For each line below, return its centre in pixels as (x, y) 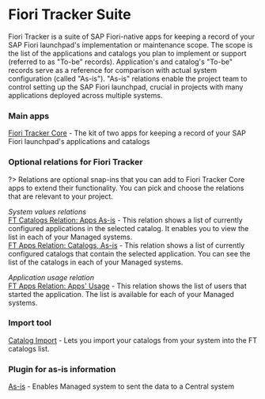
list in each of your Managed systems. (70, 237)
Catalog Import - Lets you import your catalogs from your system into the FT (133, 340)
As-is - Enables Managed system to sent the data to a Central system (121, 386)
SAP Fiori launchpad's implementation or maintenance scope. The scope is (131, 44)
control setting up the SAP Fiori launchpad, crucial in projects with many (126, 87)
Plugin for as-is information (62, 369)
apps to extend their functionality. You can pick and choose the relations (126, 188)
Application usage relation (51, 277)
